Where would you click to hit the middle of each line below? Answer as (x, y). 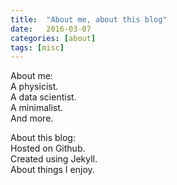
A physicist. (34, 87)
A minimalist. (36, 108)
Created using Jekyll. (54, 159)
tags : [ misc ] (37, 47)
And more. (32, 118)
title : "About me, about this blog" (89, 19)
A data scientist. (43, 97)
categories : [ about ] (53, 38)
